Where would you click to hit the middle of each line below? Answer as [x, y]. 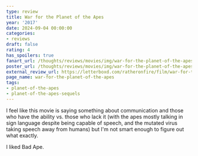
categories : [21, 34]
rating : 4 [18, 50]
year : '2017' [22, 22]
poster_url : [21, 66]
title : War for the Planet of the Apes [55, 17]
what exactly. [22, 135]
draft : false [22, 45]
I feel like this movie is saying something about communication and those [95, 110]
